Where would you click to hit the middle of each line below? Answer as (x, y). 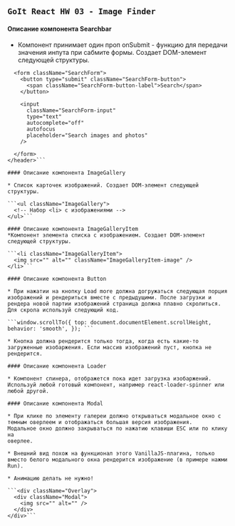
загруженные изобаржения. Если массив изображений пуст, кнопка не (110, 347)
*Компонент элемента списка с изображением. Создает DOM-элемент (106, 235)
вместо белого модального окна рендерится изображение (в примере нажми (117, 460)
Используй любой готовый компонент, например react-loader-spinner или (116, 385)
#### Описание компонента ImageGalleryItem (73, 229)
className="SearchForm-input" (71, 110)
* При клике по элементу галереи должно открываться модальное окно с (114, 416)
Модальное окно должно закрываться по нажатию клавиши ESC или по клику (117, 428)
